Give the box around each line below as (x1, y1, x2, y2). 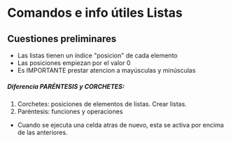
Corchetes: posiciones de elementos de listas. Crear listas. (17, 99, 187, 108)
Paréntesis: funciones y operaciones (17, 107, 123, 115)
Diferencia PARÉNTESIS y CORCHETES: (7, 82, 125, 90)
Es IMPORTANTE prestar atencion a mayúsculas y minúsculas (17, 66, 196, 74)
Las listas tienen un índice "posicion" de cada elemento (17, 51, 178, 59)
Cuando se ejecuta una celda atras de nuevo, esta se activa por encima (17, 120, 224, 129)
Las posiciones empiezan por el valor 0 (17, 59, 131, 67)
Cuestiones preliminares (7, 33, 117, 45)
